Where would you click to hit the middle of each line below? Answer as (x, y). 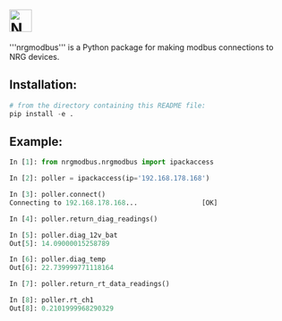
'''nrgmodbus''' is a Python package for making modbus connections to (141, 47)
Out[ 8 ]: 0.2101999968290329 (62, 308)
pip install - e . (42, 114)
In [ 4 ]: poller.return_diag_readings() (84, 219)
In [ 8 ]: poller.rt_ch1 (51, 300)
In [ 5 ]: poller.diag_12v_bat (64, 235)
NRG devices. (34, 56)
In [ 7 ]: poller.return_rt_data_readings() (90, 284)
